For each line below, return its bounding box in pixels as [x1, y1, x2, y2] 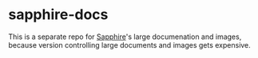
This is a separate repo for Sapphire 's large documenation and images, [8, 32, 242, 41]
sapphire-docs [8, 6, 109, 24]
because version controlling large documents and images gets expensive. [8, 40, 252, 49]
